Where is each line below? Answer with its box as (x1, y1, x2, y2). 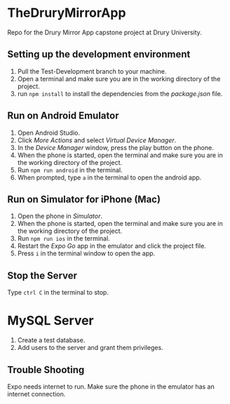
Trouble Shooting (7, 363, 85, 376)
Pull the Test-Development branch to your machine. (17, 67, 167, 75)
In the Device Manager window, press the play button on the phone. (17, 143, 214, 151)
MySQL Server (7, 313, 94, 329)
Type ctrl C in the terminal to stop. (7, 288, 109, 297)
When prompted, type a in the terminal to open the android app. (17, 173, 202, 182)
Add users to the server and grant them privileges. (17, 344, 163, 352)
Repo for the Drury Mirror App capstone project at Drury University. (7, 28, 202, 36)
